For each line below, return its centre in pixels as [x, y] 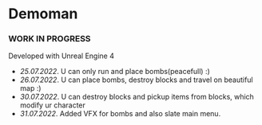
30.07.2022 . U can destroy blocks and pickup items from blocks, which [137, 97]
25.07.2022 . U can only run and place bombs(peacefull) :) [115, 72]
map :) [30, 88]
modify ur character [53, 105]
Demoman [43, 14]
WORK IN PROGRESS [50, 39]
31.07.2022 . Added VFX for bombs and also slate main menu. [120, 114]
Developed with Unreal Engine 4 [61, 56]
